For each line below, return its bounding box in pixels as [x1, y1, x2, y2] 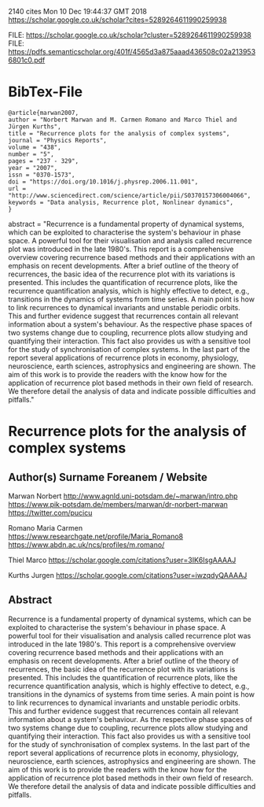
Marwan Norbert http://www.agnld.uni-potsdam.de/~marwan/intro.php [8, 491, 238, 501]
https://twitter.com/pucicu [8, 508, 93, 517]
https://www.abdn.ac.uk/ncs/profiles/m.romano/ [8, 539, 165, 550]
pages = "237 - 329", [8, 157, 79, 165]
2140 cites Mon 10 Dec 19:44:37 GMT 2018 [8, 7, 148, 16]
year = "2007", [8, 164, 58, 172]
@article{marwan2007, [8, 109, 79, 117]
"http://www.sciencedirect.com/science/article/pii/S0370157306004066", [8, 191, 251, 199]
